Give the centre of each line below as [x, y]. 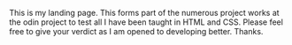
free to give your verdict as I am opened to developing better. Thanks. [136, 31]
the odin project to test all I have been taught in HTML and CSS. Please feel [146, 22]
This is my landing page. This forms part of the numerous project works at [145, 13]
